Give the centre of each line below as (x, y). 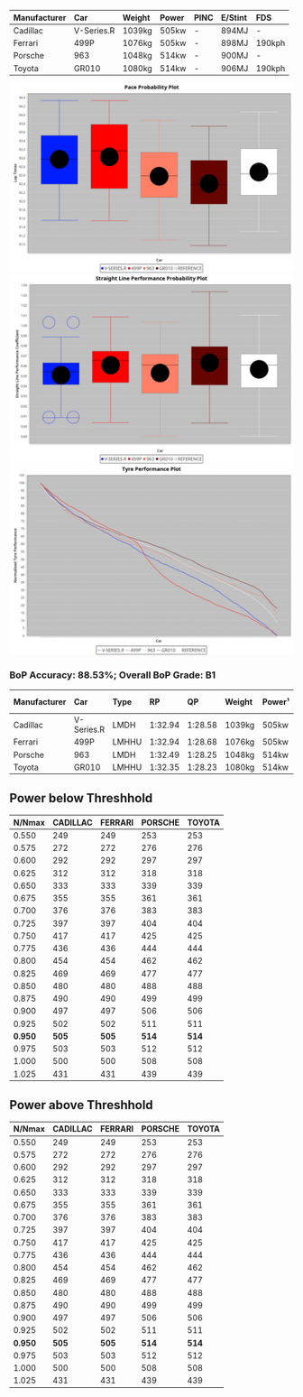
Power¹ (276, 702)
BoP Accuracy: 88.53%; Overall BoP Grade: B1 (113, 675)
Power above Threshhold (81, 1105)
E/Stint (234, 17)
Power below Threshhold (81, 798)
